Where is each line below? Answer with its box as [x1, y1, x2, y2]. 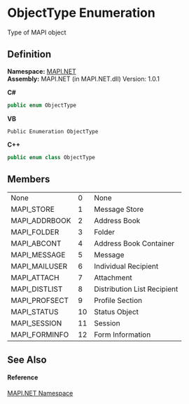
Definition [7, 48, 51, 60]
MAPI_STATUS [10, 307, 59, 317]
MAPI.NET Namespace [7, 389, 73, 397]
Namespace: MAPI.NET [7, 67, 77, 75]
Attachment [94, 273, 133, 283]
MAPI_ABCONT [10, 238, 62, 248]
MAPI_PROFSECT [10, 296, 69, 306]
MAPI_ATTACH [10, 273, 59, 283]
